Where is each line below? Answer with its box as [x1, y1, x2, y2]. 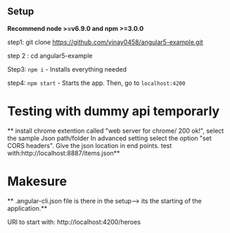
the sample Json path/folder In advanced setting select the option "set [7, 133, 212, 142]
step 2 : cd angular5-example [7, 51, 93, 60]
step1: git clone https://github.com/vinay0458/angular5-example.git [7, 38, 203, 46]
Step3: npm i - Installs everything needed [7, 65, 127, 73]
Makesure [7, 173, 68, 189]
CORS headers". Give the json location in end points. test [7, 141, 172, 149]
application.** [7, 204, 48, 213]
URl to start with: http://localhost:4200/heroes [7, 218, 141, 226]
